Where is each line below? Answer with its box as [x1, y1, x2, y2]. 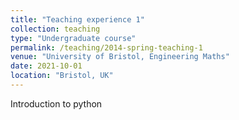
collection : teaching [10, 24, 101, 34]
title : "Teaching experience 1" [10, 14, 145, 25]
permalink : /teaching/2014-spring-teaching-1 [10, 42, 203, 53]
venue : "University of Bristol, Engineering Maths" [10, 52, 230, 62]
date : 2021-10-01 [10, 61, 83, 71]
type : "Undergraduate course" [10, 33, 137, 43]
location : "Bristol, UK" [10, 71, 114, 81]
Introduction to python [10, 97, 103, 110]
